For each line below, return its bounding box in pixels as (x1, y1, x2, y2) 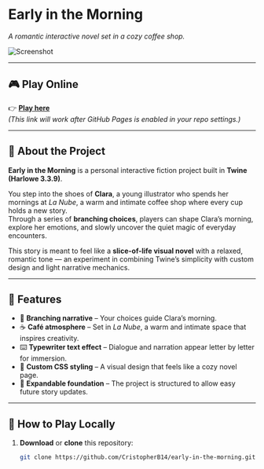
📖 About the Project (8, 145, 106, 158)
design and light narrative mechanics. (8, 262, 130, 272)
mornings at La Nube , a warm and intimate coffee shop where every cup (8, 197, 244, 207)
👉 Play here (8, 103, 50, 112)
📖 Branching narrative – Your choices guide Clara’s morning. (19, 313, 218, 323)
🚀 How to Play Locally (8, 417, 115, 431)
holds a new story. (8, 206, 68, 215)
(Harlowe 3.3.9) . (8, 174, 63, 183)
